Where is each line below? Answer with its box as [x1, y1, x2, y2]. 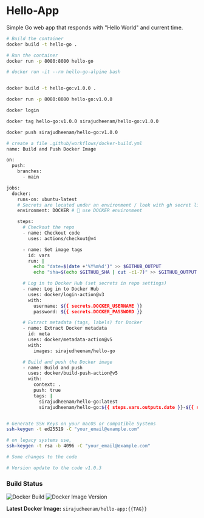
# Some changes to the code [6, 454, 78, 460]
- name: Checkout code [22, 230, 80, 236]
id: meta [28, 331, 50, 337]
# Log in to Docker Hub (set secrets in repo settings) [22, 280, 167, 286]
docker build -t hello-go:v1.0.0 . [6, 85, 97, 91]
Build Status [6, 479, 43, 488]
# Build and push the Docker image [22, 359, 113, 365]
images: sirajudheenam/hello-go [33, 348, 115, 354]
